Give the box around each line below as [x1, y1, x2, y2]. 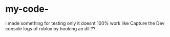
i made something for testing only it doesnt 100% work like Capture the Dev [5, 20, 165, 26]
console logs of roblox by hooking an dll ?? [5, 25, 96, 31]
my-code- [5, 3, 49, 15]
